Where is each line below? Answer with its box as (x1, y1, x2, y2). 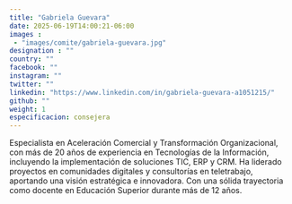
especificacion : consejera (9, 113, 111, 122)
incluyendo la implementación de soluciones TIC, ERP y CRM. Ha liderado (9, 157, 282, 167)
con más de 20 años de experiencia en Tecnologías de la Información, (9, 147, 270, 157)
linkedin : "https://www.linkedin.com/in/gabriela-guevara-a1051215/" (9, 88, 276, 97)
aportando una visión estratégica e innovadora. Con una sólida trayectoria (9, 175, 284, 186)
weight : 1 (9, 105, 47, 114)
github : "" (9, 96, 50, 106)
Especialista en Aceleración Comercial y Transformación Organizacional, (9, 138, 279, 149)
